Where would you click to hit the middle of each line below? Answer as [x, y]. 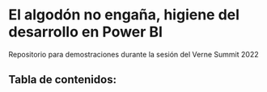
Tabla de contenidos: [63, 79]
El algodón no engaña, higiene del [124, 15]
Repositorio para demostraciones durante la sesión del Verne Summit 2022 [133, 54]
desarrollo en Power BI [86, 32]
